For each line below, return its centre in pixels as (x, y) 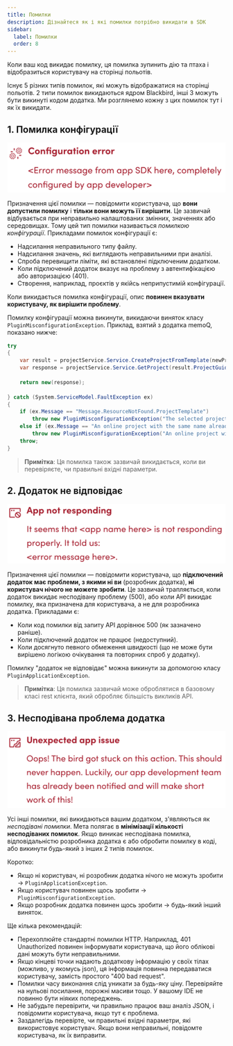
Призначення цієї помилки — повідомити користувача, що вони (102, 203)
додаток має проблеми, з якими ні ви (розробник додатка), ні (101, 582)
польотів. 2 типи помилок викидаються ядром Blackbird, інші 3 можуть (113, 93)
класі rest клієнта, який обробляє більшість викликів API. (109, 696)
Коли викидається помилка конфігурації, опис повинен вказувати (106, 297)
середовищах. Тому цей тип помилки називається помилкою (98, 225)
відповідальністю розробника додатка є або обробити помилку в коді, (112, 841)
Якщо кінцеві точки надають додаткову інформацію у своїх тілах (113, 961)
